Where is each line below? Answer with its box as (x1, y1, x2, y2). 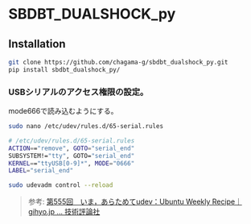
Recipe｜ (212, 197, 243, 206)
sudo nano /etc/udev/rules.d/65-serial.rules (8, 122, 163, 131)
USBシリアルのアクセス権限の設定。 (8, 86, 149, 97)
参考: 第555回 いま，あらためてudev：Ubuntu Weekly (27, 197, 211, 206)
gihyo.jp (27, 207, 55, 217)
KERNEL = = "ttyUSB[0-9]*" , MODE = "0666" (8, 159, 135, 168)
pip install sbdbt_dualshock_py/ (8, 65, 121, 73)
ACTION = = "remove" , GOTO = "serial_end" (8, 144, 135, 152)
